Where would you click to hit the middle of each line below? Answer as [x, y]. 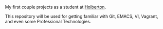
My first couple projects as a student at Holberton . [55, 7]
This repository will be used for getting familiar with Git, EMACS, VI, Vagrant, [81, 16]
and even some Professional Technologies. [48, 22]
